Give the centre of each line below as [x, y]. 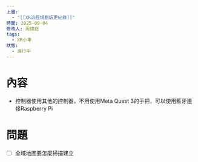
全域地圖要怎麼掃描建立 [44, 153]
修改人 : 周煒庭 [23, 29]
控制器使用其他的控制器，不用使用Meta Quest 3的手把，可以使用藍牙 [101, 101]
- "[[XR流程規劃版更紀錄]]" [44, 18]
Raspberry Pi [37, 108]
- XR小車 [22, 40]
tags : [13, 34]
